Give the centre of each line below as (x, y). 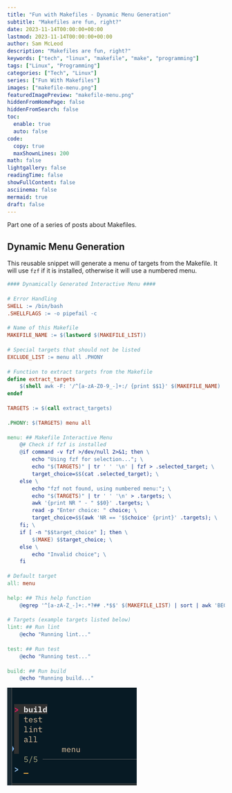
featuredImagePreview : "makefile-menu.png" (71, 95)
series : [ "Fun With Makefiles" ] (54, 80)
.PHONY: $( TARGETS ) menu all (49, 423)
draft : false (26, 204)
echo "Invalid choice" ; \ (69, 554)
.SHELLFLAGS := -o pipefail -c (52, 313)
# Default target (32, 576)
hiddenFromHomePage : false (46, 102)
